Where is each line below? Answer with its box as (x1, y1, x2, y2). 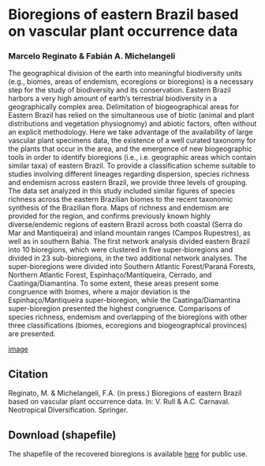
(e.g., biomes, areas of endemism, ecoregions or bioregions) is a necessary (8, 77, 254, 86)
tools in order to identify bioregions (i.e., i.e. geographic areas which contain (8, 153, 256, 162)
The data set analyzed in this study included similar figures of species (8, 186, 235, 195)
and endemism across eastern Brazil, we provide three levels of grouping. (8, 178, 248, 188)
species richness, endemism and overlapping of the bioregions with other (8, 313, 248, 322)
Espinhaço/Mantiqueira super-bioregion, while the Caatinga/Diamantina (8, 295, 241, 305)
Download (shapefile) (8, 428, 117, 441)
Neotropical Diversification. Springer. (8, 405, 129, 415)
